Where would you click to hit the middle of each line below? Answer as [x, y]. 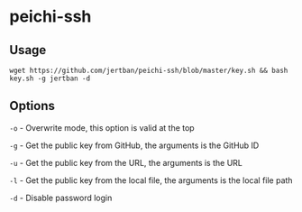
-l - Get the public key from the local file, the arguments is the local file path [151, 180]
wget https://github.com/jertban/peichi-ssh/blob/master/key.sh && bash [149, 70]
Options [32, 106]
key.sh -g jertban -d [50, 78]
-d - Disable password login [61, 198]
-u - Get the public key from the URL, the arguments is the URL [126, 162]
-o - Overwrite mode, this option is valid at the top [102, 127]
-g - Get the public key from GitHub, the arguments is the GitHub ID [134, 145]
